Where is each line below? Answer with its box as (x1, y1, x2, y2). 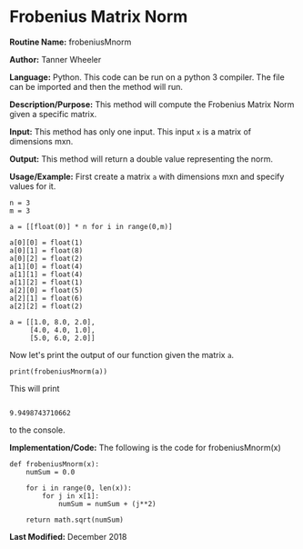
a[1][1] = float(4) (9, 270, 84, 279)
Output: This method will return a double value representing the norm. (9, 153, 273, 165)
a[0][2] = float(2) (9, 254, 84, 263)
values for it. (9, 180, 56, 192)
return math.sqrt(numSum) (25, 515, 125, 524)
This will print (9, 383, 60, 394)
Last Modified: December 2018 (9, 531, 127, 542)
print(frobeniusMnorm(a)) (9, 366, 107, 376)
